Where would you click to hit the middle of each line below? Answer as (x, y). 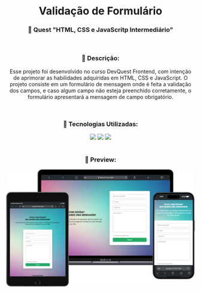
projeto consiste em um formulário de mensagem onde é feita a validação (100, 84)
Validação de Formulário (100, 11)
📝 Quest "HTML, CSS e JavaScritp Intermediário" (100, 30)
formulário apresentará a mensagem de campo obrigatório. (100, 96)
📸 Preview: (100, 160)
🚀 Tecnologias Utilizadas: (100, 124)
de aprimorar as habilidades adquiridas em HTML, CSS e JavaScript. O (100, 78)
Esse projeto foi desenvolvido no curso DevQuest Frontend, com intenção (100, 71)
